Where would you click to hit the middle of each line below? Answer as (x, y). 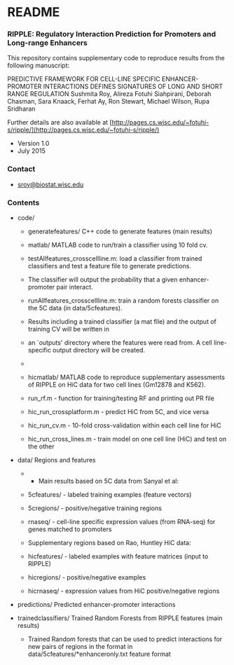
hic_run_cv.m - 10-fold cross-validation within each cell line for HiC (125, 425)
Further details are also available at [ (60, 123)
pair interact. (75, 287)
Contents (23, 203)
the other (41, 446)
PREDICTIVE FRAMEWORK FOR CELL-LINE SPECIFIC (84, 79)
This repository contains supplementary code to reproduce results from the (116, 58)
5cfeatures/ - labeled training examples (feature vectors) (110, 495)
